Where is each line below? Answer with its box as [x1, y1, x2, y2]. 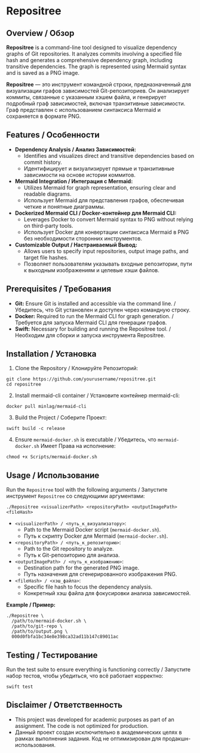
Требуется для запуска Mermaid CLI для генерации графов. [14, 319, 167, 326]
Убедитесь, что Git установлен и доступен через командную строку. [14, 306, 191, 313]
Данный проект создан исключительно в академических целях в [14, 728, 182, 736]
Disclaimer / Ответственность [6, 700, 123, 710]
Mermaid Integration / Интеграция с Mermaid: [14, 178, 133, 185]
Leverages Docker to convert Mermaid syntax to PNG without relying [23, 215, 193, 222]
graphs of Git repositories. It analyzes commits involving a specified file [6, 50, 182, 57]
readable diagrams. [23, 190, 72, 197]
